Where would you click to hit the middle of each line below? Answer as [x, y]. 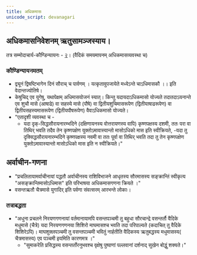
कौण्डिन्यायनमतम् [24, 71]
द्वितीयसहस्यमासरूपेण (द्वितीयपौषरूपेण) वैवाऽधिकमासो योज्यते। [71, 110]
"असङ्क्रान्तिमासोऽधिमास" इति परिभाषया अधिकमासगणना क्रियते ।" [78, 183]
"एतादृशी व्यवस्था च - [35, 117]
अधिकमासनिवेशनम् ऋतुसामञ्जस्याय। [58, 41]
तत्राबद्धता [16, 205]
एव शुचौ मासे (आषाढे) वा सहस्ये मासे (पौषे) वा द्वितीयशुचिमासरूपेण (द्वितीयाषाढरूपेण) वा [93, 103]
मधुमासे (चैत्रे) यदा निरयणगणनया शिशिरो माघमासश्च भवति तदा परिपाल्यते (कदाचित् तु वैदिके [98, 225]
